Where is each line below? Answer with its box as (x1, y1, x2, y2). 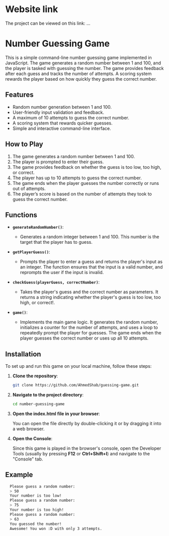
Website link (5, 4, 58, 15)
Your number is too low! (10, 493, 62, 498)
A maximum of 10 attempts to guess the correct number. (12, 114, 129, 120)
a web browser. (12, 426, 45, 432)
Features (5, 91, 34, 99)
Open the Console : (12, 435, 53, 441)
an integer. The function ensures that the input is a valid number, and (20, 264, 163, 270)
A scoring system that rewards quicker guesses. (12, 120, 113, 126)
